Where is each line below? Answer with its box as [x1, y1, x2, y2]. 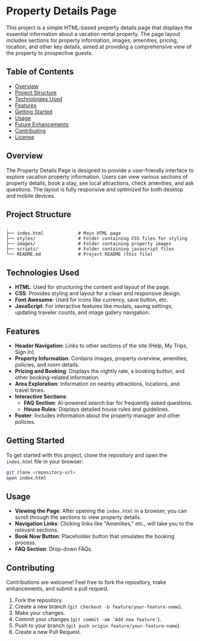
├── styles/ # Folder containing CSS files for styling [6, 236, 187, 242]
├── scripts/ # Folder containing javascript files [6, 246, 174, 252]
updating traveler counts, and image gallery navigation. [14, 309, 151, 316]
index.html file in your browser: [6, 457, 83, 465]
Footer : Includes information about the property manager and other [14, 412, 180, 419]
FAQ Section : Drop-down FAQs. [14, 545, 93, 553]
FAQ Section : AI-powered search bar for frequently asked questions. [23, 399, 193, 406]
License [14, 133, 35, 141]
